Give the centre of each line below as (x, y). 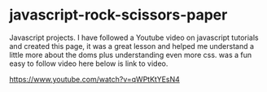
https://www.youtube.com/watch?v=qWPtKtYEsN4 (94, 79)
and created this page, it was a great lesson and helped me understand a (132, 46)
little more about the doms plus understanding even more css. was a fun (130, 55)
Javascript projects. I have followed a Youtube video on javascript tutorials (134, 37)
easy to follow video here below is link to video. (89, 64)
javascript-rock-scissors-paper (118, 15)
